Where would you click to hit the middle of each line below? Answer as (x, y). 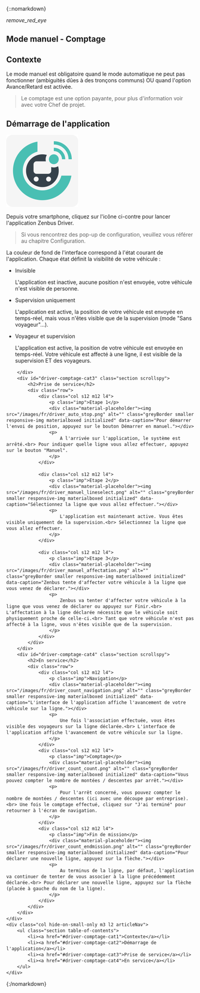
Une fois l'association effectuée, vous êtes (117, 721)
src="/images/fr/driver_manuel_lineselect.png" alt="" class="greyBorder (100, 493)
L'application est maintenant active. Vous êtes (122, 517)
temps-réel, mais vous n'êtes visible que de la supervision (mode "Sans (103, 318)
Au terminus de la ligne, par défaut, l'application (127, 871)
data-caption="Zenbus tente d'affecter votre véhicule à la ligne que (96, 583)
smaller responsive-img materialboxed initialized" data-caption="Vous (97, 775)
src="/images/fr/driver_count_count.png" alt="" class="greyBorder (92, 769)
